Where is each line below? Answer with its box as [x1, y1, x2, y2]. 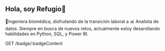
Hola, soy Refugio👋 [5, 5, 66, 13]
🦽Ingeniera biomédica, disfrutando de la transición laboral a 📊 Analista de [5, 18, 159, 24]
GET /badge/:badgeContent [5, 40, 63, 46]
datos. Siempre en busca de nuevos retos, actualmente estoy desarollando [5, 25, 160, 31]
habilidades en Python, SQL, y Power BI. [5, 31, 89, 37]
